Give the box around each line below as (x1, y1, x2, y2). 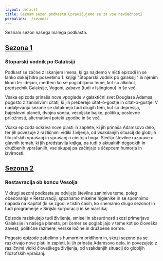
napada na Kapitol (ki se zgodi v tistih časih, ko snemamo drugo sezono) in (5, 200, 155, 206)
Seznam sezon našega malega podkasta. (5, 30, 88, 36)
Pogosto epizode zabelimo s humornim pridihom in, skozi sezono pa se (5, 235, 148, 241)
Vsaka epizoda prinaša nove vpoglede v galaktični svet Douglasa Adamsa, (5, 94, 154, 100)
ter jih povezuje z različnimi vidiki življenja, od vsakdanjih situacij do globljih (5, 130, 157, 135)
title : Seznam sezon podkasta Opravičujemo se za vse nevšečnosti (5, 12, 143, 17)
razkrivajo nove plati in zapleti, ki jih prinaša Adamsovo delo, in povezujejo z (5, 240, 157, 246)
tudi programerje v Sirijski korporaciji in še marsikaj (5, 205, 108, 211)
